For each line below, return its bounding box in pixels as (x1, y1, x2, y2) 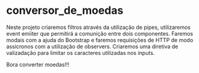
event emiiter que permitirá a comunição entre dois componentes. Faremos (6, 30, 194, 37)
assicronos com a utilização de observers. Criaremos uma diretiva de (6, 43, 178, 50)
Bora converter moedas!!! (6, 61, 69, 68)
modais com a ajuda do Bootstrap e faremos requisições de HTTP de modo (6, 36, 194, 43)
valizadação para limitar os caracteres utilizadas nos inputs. (6, 49, 155, 56)
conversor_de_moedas (6, 4, 124, 17)
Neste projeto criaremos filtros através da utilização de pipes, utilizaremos (6, 24, 191, 31)
